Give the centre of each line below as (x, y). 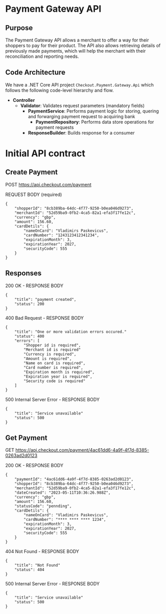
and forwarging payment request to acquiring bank (81, 116)
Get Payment (26, 438)
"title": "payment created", (45, 299)
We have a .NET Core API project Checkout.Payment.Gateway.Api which (80, 84)
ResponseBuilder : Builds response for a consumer (81, 133)
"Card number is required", (53, 367)
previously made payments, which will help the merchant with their (76, 51)
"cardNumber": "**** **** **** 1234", (65, 520)
